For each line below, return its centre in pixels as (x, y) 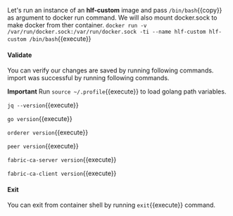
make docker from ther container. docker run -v (77, 25)
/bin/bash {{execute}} (60, 39)
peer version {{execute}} (43, 146)
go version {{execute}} (40, 119)
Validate (20, 55)
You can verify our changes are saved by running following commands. (111, 70)
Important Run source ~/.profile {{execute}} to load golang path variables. (117, 91)
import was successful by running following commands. (88, 78)
